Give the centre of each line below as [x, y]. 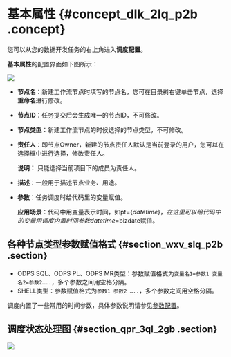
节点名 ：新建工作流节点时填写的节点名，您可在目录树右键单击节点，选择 [120, 91]
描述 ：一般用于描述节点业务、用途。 [69, 182]
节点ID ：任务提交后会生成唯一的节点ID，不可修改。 [90, 115]
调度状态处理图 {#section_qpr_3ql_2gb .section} [112, 329]
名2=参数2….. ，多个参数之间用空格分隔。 [74, 282]
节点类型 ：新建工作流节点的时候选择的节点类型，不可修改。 [102, 129]
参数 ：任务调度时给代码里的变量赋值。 [72, 197]
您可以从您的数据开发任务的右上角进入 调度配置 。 [77, 49]
